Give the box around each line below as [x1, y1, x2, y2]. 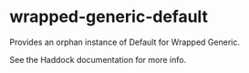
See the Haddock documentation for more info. [9, 54, 187, 65]
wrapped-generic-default [9, 6, 208, 27]
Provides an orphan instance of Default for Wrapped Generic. [9, 36, 240, 47]
